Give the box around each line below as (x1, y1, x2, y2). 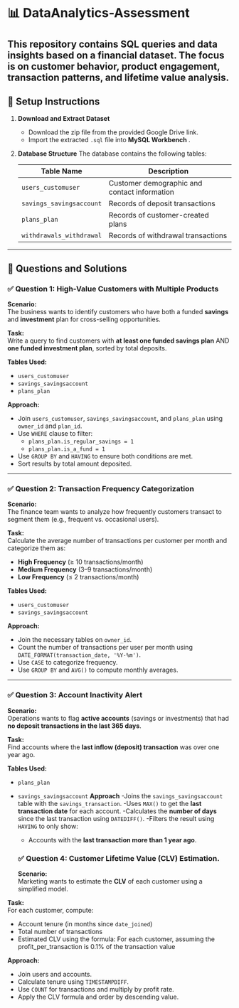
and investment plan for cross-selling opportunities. (7, 315, 161, 323)
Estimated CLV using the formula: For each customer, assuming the (17, 935, 216, 943)
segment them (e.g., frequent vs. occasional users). (7, 515, 159, 524)
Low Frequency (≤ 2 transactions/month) (17, 573, 139, 581)
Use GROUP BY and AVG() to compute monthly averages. (17, 665, 179, 675)
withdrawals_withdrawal (21, 232, 102, 240)
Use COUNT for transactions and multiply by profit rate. (17, 985, 174, 993)
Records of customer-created (108, 210, 210, 220)
